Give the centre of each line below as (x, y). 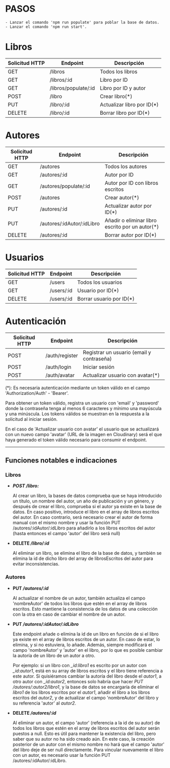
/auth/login (58, 367)
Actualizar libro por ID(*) (129, 105)
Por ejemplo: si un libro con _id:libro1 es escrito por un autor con (79, 665)
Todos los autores (126, 166)
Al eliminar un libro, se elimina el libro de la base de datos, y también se (87, 553)
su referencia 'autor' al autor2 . (44, 703)
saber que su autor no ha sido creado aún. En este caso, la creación (83, 739)
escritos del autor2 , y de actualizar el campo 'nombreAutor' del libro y (86, 697)
